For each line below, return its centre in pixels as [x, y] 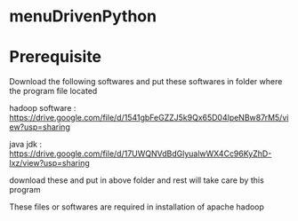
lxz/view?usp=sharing [50, 163]
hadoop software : [43, 108]
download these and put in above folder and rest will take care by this [137, 180]
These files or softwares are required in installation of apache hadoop [137, 207]
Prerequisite [56, 57]
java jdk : [26, 145]
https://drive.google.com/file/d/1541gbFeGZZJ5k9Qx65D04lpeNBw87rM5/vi [149, 118]
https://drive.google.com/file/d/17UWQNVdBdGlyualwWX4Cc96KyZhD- [141, 154]
